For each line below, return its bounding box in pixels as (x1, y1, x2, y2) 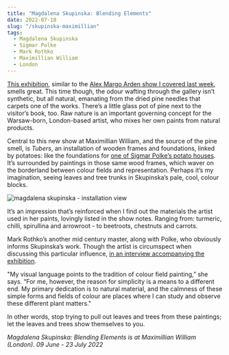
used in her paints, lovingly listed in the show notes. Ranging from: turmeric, (7, 214, 222, 223)
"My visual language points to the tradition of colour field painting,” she (7, 270, 208, 278)
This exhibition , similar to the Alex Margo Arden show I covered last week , (7, 79, 216, 88)
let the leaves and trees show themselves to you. (7, 319, 145, 328)
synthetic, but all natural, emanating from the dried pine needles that (7, 94, 201, 103)
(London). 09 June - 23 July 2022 (7, 340, 104, 348)
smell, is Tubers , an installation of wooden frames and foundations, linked (7, 144, 215, 152)
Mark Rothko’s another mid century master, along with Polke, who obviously (7, 234, 221, 243)
